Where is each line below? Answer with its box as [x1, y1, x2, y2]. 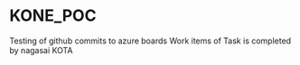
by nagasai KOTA [9, 44, 73, 55]
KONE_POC [9, 5, 97, 26]
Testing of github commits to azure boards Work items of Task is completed [9, 35, 292, 46]
